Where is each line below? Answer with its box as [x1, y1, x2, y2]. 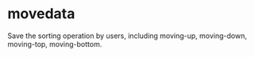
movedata [7, 5, 75, 23]
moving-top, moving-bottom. [7, 39, 102, 48]
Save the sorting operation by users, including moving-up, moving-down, [7, 31, 247, 40]
